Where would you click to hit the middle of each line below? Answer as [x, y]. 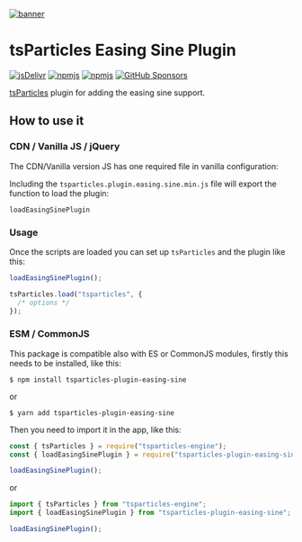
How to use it [47, 121]
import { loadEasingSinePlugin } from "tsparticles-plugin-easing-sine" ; [151, 513]
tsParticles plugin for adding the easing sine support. [107, 92]
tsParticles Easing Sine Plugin [123, 50]
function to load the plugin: [59, 193]
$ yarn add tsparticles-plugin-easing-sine [92, 413]
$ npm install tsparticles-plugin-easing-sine [98, 379]
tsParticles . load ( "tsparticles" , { [76, 294]
